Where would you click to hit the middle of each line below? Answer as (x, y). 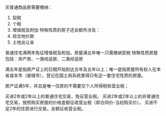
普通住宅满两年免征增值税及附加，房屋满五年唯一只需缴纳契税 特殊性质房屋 (82, 53)
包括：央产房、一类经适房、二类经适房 (44, 59)
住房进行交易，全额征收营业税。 (53, 109)
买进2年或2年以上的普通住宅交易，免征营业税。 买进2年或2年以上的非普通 (80, 96)
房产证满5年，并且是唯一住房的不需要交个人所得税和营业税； (67, 86)
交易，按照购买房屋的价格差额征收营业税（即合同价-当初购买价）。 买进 (81, 102)
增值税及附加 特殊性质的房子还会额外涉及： (56, 30)
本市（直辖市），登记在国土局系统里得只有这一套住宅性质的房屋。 (80, 75)
